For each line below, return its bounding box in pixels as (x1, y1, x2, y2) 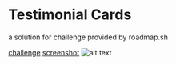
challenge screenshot (8, 47, 80, 57)
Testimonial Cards (8, 6, 132, 24)
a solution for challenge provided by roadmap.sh (8, 32, 168, 42)
